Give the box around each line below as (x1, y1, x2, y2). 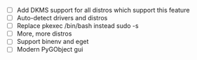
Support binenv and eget (16, 38, 89, 46)
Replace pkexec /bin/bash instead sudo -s (16, 22, 139, 30)
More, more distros (16, 29, 72, 38)
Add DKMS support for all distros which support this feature (16, 6, 190, 14)
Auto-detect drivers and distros (16, 14, 108, 22)
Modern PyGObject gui (16, 45, 83, 54)
